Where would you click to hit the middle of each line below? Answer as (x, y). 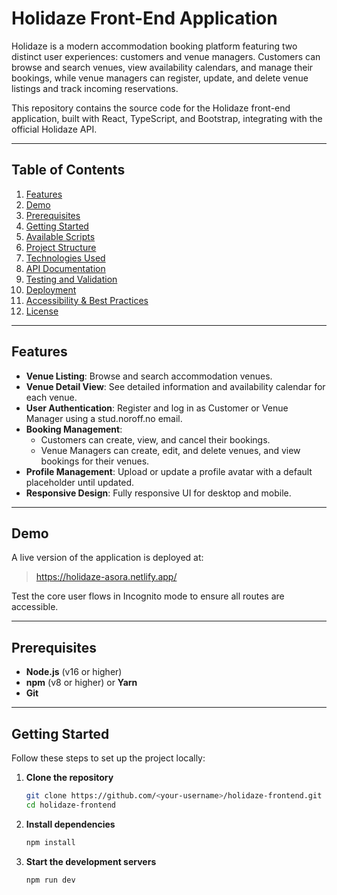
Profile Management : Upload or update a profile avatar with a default (169, 471)
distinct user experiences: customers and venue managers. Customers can (166, 56)
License (42, 311)
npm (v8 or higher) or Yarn (81, 683)
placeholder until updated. (80, 482)
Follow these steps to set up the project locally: (108, 758)
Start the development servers (91, 861)
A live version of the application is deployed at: (107, 558)
